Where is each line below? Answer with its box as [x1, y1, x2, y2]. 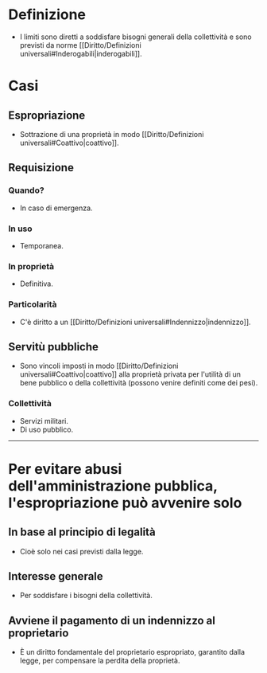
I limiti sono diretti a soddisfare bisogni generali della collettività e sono [19, 32, 252, 41]
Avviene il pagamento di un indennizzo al [8, 613, 216, 627]
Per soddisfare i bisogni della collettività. [19, 591, 153, 601]
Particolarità [8, 299, 57, 310]
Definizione [8, 6, 86, 24]
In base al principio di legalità [8, 526, 157, 539]
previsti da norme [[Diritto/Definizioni [19, 40, 141, 49]
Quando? [8, 185, 45, 196]
